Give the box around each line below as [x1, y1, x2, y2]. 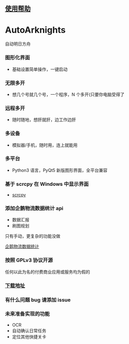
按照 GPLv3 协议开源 [5, 257, 53, 263]
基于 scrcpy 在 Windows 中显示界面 [5, 180, 89, 187]
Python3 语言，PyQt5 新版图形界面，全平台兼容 [12, 167, 108, 173]
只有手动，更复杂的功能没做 [5, 233, 61, 239]
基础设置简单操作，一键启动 [12, 66, 68, 72]
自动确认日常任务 [12, 328, 47, 333]
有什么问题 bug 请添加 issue [5, 296, 71, 303]
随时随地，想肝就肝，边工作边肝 [12, 117, 76, 123]
